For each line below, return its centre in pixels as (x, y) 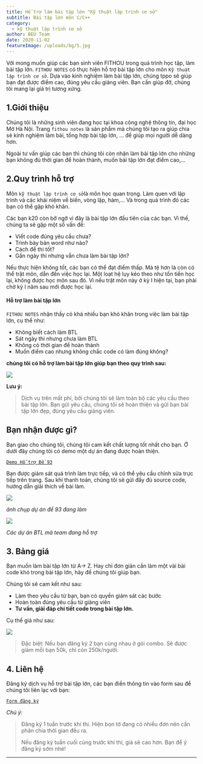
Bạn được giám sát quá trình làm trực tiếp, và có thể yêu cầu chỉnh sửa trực (100, 473)
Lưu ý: (14, 386)
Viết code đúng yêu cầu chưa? (53, 236)
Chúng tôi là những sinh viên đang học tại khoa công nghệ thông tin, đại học (101, 122)
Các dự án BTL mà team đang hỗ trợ (52, 532)
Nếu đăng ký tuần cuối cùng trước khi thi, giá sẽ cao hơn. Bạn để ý (104, 742)
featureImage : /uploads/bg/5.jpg (48, 46)
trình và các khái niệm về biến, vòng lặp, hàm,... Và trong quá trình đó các (98, 200)
